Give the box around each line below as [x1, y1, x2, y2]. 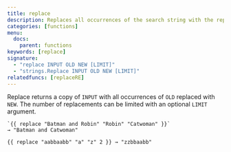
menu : [7, 29, 23, 36]
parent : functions [19, 42, 72, 49]
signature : [7, 55, 38, 62]
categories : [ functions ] [7, 23, 78, 30]
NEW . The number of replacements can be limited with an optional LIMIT [7, 100, 208, 109]
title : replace [7, 10, 51, 17]
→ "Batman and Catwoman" [7, 127, 78, 134]
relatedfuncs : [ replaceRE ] [7, 74, 85, 81]
